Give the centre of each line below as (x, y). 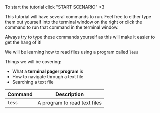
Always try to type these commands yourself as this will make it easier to (80, 37)
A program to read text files (70, 103)
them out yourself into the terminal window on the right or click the (74, 22)
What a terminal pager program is (48, 71)
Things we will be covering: (33, 62)
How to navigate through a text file (48, 77)
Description (70, 94)
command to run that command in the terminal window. (62, 27)
